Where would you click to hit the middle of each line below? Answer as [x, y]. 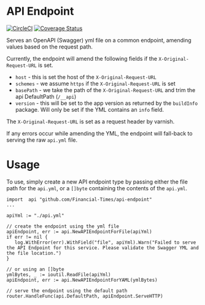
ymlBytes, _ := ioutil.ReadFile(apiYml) [59, 274]
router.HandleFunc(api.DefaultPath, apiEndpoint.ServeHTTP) [85, 296]
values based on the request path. [50, 47]
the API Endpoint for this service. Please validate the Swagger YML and [103, 248]
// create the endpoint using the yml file [63, 226]
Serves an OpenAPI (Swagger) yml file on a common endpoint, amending [99, 40]
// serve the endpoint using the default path [67, 291]
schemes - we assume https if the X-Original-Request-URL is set [95, 83]
